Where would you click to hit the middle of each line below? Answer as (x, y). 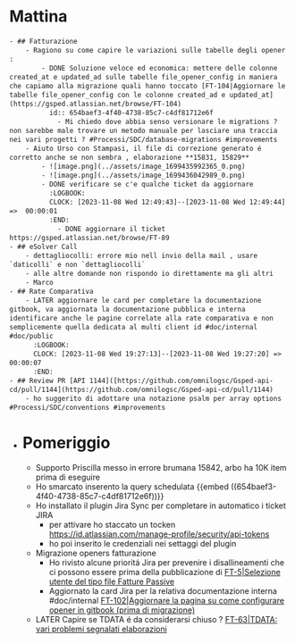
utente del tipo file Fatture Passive (112, 581)
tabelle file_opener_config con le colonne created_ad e (118, 95)
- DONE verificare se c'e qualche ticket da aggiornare (147, 184)
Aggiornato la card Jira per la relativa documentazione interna (163, 590)
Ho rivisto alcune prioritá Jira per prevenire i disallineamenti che (166, 562)
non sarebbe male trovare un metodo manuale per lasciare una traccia (143, 130)
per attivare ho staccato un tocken (112, 524)
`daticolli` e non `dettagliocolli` (77, 264)
